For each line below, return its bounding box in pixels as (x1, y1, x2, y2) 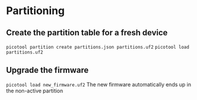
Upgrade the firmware (6, 65, 89, 75)
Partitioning (6, 4, 65, 18)
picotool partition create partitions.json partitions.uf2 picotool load (6, 44, 189, 50)
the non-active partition (6, 87, 64, 94)
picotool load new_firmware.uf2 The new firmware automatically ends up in (6, 81, 191, 88)
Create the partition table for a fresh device (6, 28, 168, 38)
